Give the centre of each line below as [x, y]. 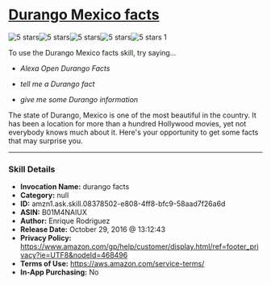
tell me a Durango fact [57, 84]
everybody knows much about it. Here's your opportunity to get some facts [133, 132]
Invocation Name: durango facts [75, 187]
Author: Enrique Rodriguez [65, 221]
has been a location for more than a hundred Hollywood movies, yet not [127, 123]
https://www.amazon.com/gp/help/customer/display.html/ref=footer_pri [140, 246]
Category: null [44, 196]
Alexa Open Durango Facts [65, 68]
